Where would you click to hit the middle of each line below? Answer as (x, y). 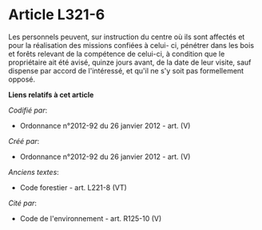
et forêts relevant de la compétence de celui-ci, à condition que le (117, 54)
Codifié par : (28, 110)
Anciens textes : (34, 172)
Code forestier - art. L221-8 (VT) (73, 187)
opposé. (22, 79)
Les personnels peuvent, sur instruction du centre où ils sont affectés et (127, 37)
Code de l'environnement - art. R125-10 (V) (91, 218)
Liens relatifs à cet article (51, 94)
